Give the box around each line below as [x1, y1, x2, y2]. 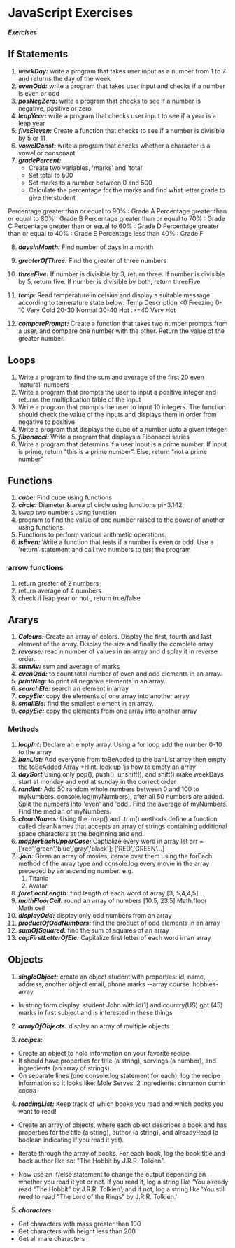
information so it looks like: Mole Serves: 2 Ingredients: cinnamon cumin [17, 1079, 226, 1087]
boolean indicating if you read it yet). [17, 1135, 124, 1144]
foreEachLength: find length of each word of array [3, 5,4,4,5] [17, 888, 199, 897]
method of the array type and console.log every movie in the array [17, 859, 210, 867]
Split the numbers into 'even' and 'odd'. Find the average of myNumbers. [17, 800, 228, 808]
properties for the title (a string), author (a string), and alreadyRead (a [17, 1128, 219, 1136]
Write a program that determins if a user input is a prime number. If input [17, 439, 227, 448]
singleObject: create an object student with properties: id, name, [17, 972, 206, 981]
